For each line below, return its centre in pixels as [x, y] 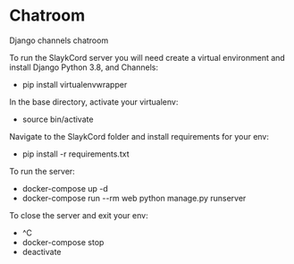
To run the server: [42, 171]
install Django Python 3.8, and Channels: [84, 67]
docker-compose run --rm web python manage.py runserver [134, 198]
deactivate [42, 251]
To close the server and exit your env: [79, 215]
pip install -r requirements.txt [76, 154]
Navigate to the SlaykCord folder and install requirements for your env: [139, 136]
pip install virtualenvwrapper [75, 84]
